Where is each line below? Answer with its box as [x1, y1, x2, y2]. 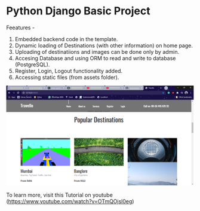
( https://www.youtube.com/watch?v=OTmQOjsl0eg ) [6, 198, 134, 205]
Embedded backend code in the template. [14, 35, 118, 42]
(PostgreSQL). [14, 61, 50, 68]
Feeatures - [6, 24, 35, 31]
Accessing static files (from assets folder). [14, 74, 119, 81]
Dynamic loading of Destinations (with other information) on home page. [14, 42, 193, 49]
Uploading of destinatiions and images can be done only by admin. [14, 48, 180, 55]
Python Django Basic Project [6, 4, 150, 18]
